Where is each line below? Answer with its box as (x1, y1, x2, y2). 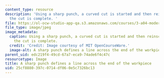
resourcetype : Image (5, 57, 47, 62)
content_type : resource (5, 7, 54, 12)
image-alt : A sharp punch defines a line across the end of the (9, 47, 143, 52)
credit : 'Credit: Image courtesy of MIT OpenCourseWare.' (9, 43, 130, 48)
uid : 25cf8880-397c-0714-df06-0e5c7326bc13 (5, 66, 95, 71)
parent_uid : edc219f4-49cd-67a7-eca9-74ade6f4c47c (5, 52, 110, 57)
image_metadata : (5, 30, 38, 34)
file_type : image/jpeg (5, 25, 51, 30)
